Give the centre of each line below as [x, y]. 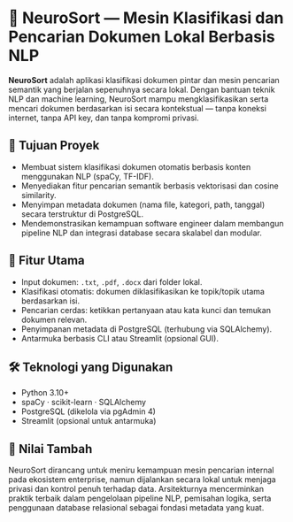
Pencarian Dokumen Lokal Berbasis [142, 37]
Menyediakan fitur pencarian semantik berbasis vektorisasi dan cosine [150, 186]
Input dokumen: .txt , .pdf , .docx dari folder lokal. [112, 281]
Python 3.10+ [45, 393]
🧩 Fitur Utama [46, 261]
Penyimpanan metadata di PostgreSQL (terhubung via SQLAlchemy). [146, 329]
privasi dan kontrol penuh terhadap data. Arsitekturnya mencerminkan [136, 489]
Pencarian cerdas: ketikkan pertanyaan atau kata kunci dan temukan [146, 310]
